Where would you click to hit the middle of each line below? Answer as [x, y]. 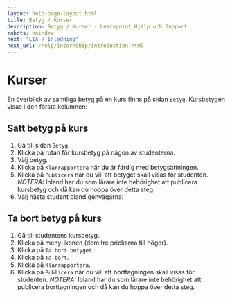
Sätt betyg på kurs [48, 129]
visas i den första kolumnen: [47, 106]
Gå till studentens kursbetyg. [58, 235]
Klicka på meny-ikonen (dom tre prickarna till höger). [92, 243]
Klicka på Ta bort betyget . [55, 249]
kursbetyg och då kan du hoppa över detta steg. [86, 189]
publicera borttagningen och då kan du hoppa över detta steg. [106, 287]
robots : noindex [30, 33]
